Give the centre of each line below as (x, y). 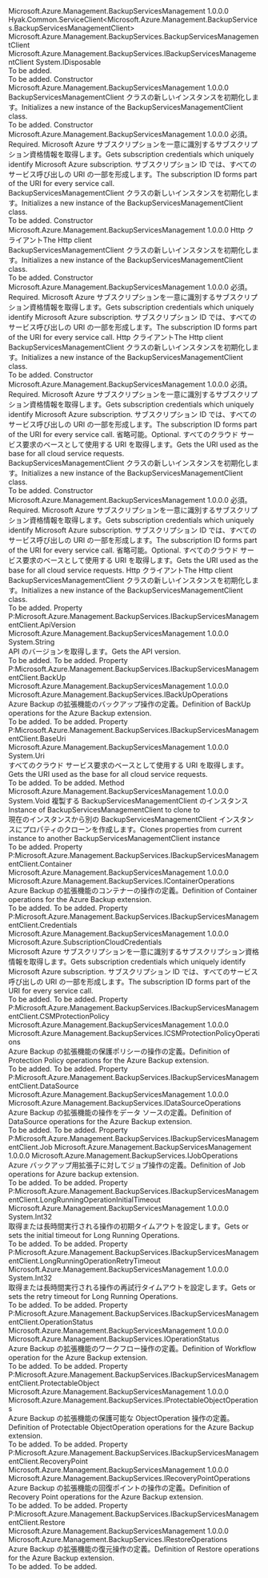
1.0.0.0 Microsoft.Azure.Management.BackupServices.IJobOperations (123, 1155)
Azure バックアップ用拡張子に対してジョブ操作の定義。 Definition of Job (127, 1165)
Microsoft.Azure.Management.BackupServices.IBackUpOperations (118, 694)
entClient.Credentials (43, 925)
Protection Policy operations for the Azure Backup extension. (109, 1060)
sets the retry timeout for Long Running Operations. (93, 1296)
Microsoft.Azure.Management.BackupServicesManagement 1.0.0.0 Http (127, 230)
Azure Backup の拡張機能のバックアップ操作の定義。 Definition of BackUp (130, 704)
